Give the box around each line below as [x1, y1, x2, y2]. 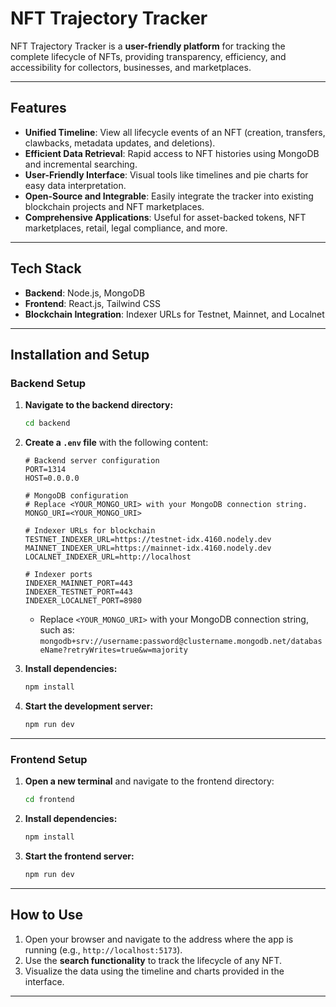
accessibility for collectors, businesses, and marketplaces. [10, 61, 252, 73]
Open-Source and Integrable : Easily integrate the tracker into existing [24, 190, 314, 202]
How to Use [10, 907, 84, 924]
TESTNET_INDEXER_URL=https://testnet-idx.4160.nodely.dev [24, 535, 272, 545]
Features [10, 100, 67, 117]
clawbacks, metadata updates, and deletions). [24, 137, 216, 149]
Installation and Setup [10, 346, 150, 363]
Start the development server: [24, 700, 154, 712]
